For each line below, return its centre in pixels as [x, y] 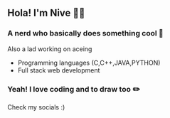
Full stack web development [59, 70]
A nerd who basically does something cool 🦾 [85, 33]
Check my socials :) [36, 107]
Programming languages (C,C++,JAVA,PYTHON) [89, 63]
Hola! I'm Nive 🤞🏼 [46, 13]
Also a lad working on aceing [50, 49]
